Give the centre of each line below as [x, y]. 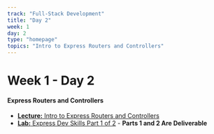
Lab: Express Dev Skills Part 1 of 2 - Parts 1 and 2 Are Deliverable [112, 124]
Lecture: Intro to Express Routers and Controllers [88, 116]
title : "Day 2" [29, 20]
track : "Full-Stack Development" [56, 14]
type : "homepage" [33, 40]
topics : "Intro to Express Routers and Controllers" [86, 46]
